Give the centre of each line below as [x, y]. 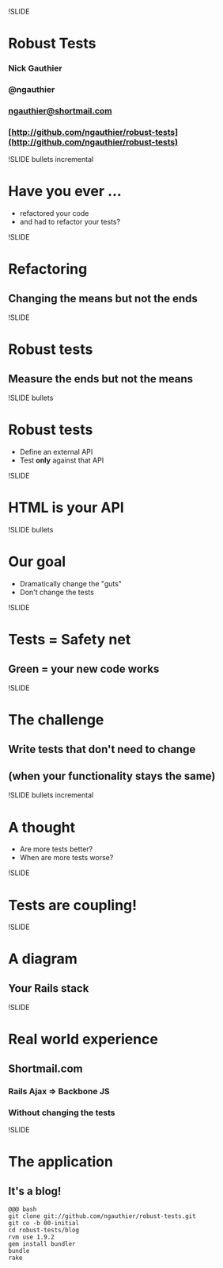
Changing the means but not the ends [103, 298]
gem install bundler [42, 1244]
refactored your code [54, 213]
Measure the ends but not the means [101, 379]
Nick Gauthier [35, 68]
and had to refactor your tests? [70, 222]
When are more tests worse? [66, 858]
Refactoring [48, 269]
